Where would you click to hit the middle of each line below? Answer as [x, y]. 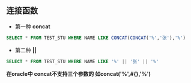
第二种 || [26, 50]
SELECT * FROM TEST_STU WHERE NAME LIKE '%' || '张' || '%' [83, 61]
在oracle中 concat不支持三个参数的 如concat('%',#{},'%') [79, 73]
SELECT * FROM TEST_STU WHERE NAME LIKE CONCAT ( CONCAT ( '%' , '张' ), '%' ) [96, 38]
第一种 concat [32, 26]
